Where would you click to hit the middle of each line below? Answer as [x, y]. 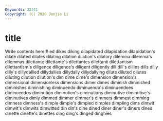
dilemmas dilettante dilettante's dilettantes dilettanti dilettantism [69, 62]
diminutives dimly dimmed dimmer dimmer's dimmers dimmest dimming [77, 98]
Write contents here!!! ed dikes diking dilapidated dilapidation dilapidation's [80, 52]
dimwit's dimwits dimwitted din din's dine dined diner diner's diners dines [79, 108]
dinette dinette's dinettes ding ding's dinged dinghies [58, 113]
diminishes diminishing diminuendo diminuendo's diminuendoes [69, 87]
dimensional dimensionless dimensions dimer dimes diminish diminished [78, 83]
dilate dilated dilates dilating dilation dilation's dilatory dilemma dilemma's [79, 57]
